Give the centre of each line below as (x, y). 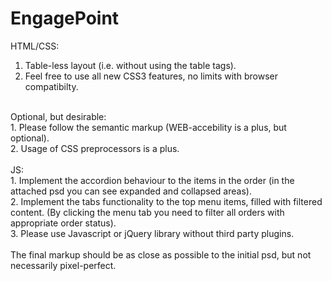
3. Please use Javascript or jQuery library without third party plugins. (152, 233)
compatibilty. (51, 86)
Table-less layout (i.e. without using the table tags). (130, 65)
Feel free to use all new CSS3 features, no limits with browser (151, 76)
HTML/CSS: (35, 46)
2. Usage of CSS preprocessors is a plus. (95, 148)
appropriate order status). (63, 223)
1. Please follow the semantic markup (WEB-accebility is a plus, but (148, 127)
